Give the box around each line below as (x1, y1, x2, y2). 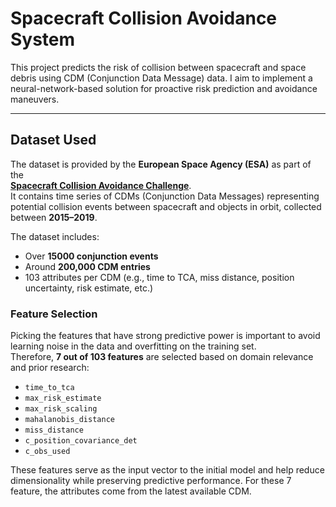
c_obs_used (24, 447, 71, 457)
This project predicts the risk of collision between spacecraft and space (10, 61, 307, 73)
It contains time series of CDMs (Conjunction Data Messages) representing (10, 190, 320, 202)
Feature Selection (10, 307, 98, 321)
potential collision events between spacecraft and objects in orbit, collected (10, 200, 322, 212)
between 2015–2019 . (10, 211, 98, 223)
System (10, 28, 76, 51)
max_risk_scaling (24, 404, 98, 414)
